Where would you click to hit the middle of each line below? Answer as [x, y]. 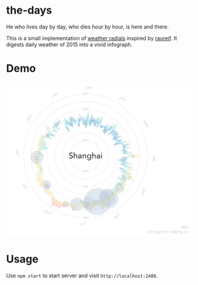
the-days [29, 10]
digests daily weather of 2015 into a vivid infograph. [69, 44]
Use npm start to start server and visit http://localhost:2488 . [82, 276]
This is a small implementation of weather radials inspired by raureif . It [92, 38]
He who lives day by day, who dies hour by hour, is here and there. [87, 27]
